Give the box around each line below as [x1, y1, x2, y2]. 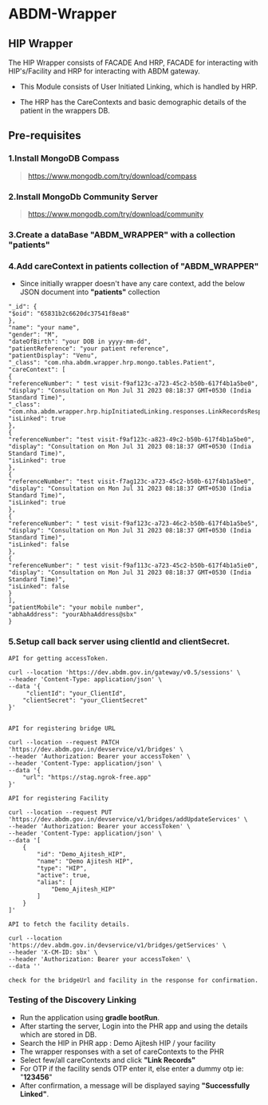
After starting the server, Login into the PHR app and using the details [19, 1021, 249, 1031]
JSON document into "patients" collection [19, 287, 161, 297]
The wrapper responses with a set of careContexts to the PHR [19, 1047, 225, 1056]
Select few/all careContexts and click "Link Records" [19, 1055, 196, 1064]
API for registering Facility [8, 794, 109, 802]
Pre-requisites [8, 129, 81, 142]
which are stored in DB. [19, 1029, 97, 1039]
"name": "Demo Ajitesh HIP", [37, 857, 134, 865]
